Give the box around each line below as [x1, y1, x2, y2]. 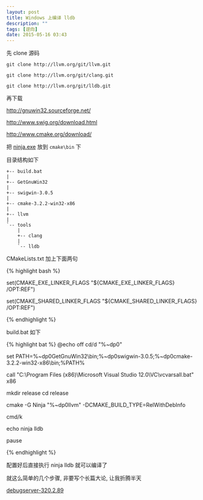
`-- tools [6, 222, 32, 229]
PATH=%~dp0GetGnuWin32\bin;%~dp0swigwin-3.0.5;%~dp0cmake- [15, 353, 193, 360]
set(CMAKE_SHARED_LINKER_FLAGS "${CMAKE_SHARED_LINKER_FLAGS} [6, 298, 197, 305]
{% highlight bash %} [6, 267, 61, 275]
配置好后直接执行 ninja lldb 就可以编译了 [6, 461, 107, 469]
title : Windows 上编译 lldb [6, 15, 75, 21]
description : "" [6, 20, 48, 26]
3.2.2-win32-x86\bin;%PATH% [6, 359, 85, 366]
